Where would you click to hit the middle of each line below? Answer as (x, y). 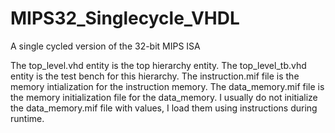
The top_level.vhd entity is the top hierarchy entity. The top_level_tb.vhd (158, 65)
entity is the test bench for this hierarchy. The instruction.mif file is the (155, 76)
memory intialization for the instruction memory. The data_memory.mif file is (167, 86)
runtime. (27, 118)
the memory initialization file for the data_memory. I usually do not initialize (164, 97)
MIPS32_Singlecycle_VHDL (125, 18)
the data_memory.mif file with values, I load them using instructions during (164, 108)
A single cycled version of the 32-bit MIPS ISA (105, 46)
